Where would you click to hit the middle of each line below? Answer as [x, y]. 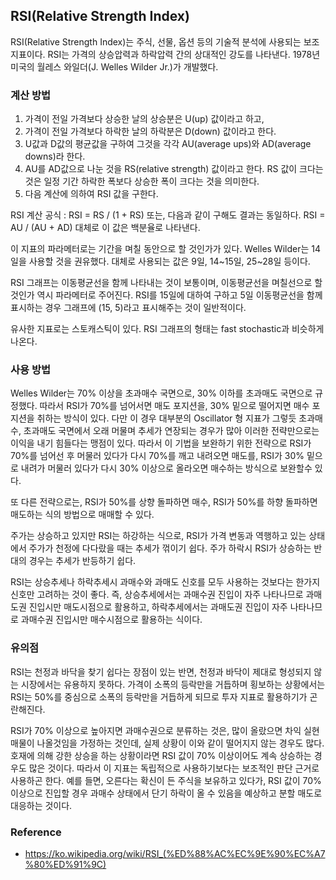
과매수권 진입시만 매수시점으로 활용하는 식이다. [111, 620]
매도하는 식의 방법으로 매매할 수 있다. [82, 515]
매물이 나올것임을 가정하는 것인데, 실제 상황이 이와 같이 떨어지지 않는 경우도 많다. [167, 743]
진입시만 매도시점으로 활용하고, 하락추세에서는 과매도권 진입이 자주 [158, 607]
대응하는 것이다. [41, 805]
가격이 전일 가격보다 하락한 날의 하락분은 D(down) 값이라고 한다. [150, 131]
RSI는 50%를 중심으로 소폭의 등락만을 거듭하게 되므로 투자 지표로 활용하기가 [159, 696]
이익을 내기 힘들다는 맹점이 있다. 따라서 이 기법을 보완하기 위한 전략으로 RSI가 [161, 443]
